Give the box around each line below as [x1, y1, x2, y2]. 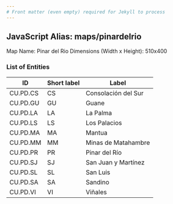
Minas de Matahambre [85, 138, 150, 147]
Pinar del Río [85, 148, 122, 157]
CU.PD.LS [9, 118, 38, 127]
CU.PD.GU [9, 99, 40, 107]
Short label [46, 79, 80, 87]
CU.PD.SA [9, 178, 39, 186]
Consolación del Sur [85, 89, 144, 97]
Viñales [85, 188, 107, 196]
